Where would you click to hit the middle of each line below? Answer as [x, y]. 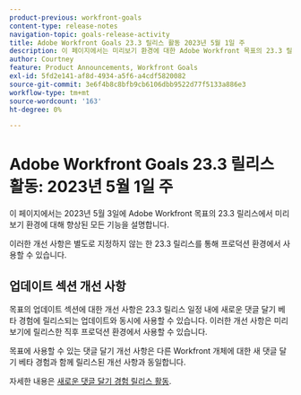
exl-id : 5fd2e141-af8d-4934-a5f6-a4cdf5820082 [98, 76]
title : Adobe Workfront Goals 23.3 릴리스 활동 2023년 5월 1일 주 [127, 43]
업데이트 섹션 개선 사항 [68, 286]
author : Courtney [42, 59]
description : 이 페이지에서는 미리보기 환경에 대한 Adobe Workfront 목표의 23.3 [146, 51]
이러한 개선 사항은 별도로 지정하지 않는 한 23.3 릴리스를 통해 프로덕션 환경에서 [145, 244]
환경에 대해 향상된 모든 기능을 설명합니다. [98, 224]
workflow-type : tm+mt [50, 92]
